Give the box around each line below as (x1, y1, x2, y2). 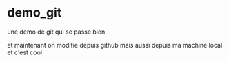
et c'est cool (7, 48, 43, 56)
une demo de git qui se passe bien (7, 28, 106, 36)
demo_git (7, 5, 62, 21)
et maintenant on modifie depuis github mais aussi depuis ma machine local (7, 41, 223, 49)
